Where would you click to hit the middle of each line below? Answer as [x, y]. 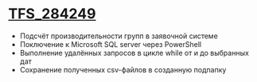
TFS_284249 [52, 14]
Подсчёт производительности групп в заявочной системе [119, 36]
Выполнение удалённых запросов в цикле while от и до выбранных [134, 53]
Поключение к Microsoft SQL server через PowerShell [110, 44]
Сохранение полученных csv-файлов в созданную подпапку [123, 69]
